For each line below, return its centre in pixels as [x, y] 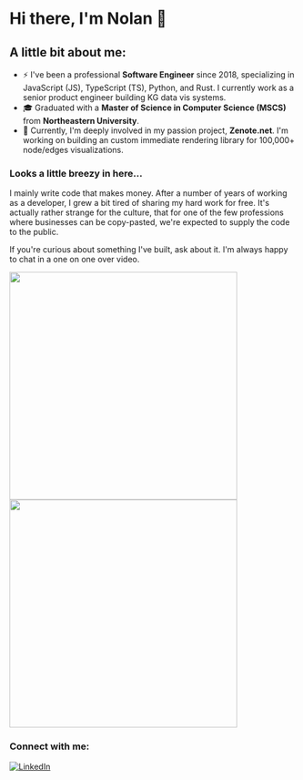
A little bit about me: [68, 52]
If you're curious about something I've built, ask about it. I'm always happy [149, 250]
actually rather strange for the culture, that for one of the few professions [146, 212]
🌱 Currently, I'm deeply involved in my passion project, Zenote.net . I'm [155, 130]
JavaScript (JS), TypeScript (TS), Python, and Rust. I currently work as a [158, 87]
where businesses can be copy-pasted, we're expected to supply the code [150, 222]
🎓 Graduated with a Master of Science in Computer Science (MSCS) [154, 108]
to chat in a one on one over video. [75, 260]
